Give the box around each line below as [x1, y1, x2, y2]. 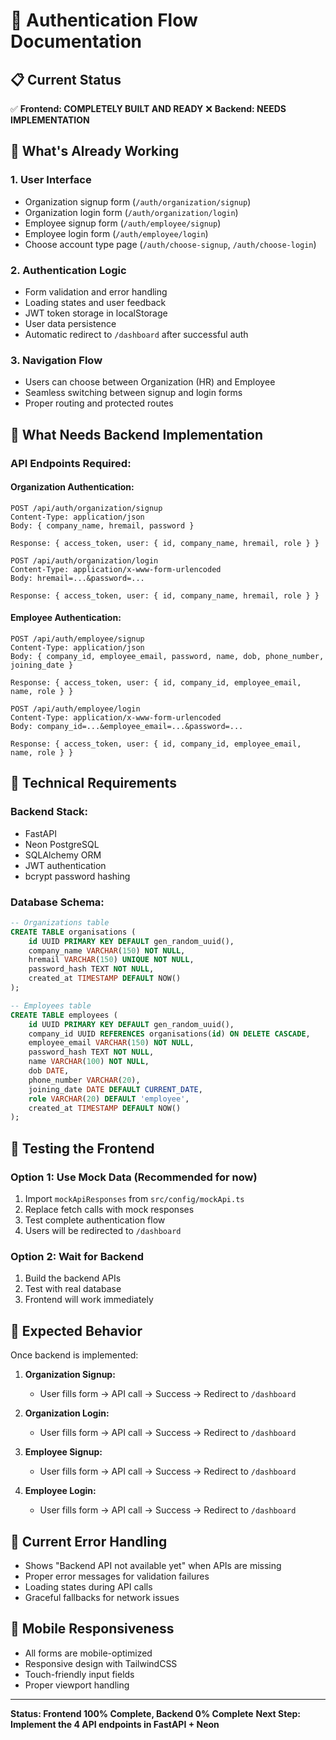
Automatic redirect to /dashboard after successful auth [24, 328, 249, 340]
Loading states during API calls [24, 1580, 153, 1593]
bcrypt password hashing [24, 870, 131, 882]
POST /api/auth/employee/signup [10, 634, 145, 644]
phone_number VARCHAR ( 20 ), [28, 1075, 141, 1085]
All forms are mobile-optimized [24, 1647, 153, 1659]
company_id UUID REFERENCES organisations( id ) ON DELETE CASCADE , [28, 1029, 311, 1039]
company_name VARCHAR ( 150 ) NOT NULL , [28, 945, 186, 956]
